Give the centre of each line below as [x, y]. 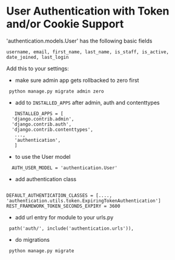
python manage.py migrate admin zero [56, 91]
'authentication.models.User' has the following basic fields [79, 41]
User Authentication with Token [88, 11]
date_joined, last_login [38, 57]
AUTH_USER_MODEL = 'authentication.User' [65, 168]
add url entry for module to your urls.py [64, 217]
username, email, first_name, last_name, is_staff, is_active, [88, 52]
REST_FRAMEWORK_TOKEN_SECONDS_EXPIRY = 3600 [63, 206]
